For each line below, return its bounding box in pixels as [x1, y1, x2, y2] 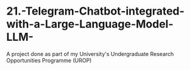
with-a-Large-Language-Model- [6, 17, 174, 31]
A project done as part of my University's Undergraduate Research [6, 50, 174, 57]
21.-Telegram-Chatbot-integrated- [6, 4, 185, 18]
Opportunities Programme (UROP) [6, 57, 92, 64]
